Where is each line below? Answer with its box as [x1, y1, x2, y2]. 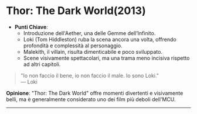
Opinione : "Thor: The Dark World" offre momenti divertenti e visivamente [6, 89, 184, 96]
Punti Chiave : [14, 23, 48, 30]
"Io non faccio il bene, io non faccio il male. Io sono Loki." [20, 72, 159, 79]
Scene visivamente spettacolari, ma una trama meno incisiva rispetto [23, 54, 190, 61]
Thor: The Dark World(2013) [6, 4, 146, 18]
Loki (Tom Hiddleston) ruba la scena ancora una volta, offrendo [23, 36, 177, 43]
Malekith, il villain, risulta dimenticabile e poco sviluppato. [23, 48, 163, 55]
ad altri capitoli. [23, 60, 61, 68]
